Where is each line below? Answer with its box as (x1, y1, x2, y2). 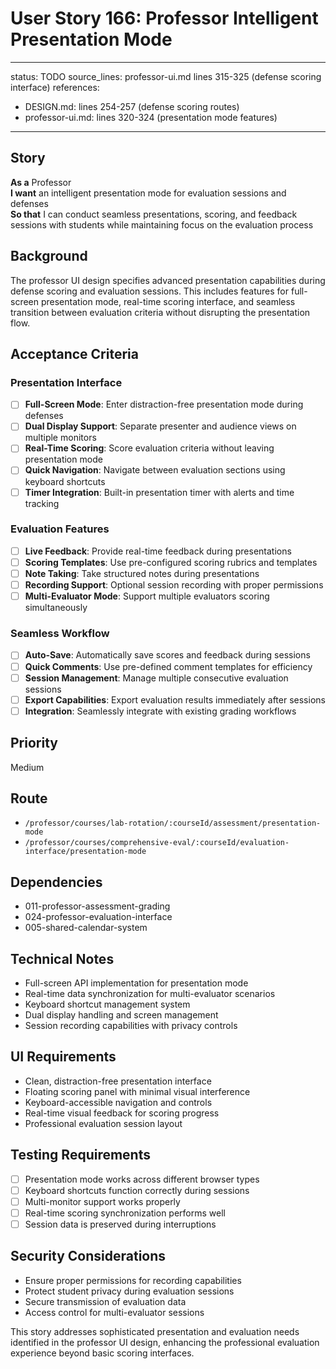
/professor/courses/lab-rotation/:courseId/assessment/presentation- (24, 818, 322, 829)
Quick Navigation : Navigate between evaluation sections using (24, 464, 286, 476)
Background (10, 248, 88, 265)
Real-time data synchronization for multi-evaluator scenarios (24, 988, 276, 1000)
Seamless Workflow (10, 627, 110, 641)
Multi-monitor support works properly (24, 1195, 181, 1207)
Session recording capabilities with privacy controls (24, 1020, 238, 1032)
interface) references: (10, 81, 100, 93)
